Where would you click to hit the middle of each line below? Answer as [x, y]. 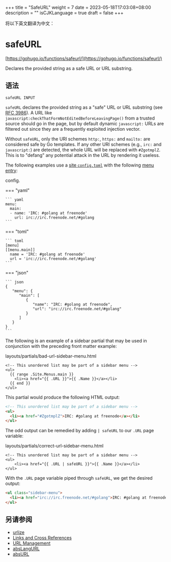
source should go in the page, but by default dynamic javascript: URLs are [85, 123]
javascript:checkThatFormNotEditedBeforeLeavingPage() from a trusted [80, 118]
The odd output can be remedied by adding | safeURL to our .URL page [80, 431]
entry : [11, 170]
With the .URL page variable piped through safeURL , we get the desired [79, 478]
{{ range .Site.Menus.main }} [42, 374]
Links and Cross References [42, 537]
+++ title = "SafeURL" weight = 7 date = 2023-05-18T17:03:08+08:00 [78, 7]
